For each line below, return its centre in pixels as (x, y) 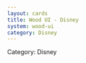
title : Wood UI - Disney (43, 20)
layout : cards (28, 13)
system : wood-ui (31, 26)
